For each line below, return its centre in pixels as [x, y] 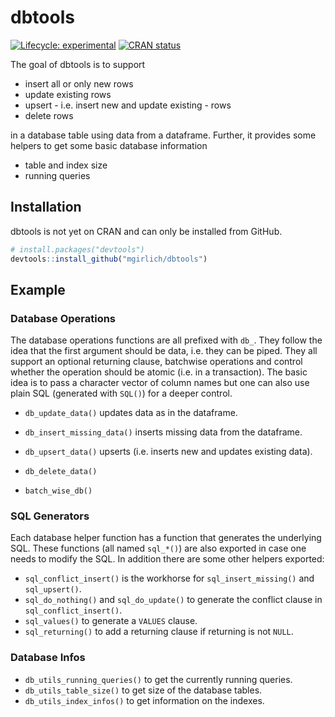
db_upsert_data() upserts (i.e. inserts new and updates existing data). [168, 452]
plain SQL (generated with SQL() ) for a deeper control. [121, 393]
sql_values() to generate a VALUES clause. [111, 621]
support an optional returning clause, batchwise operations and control [156, 362]
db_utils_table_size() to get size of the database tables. [143, 690]
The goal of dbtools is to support [78, 64]
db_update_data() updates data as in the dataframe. [131, 413]
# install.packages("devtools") [77, 249]
